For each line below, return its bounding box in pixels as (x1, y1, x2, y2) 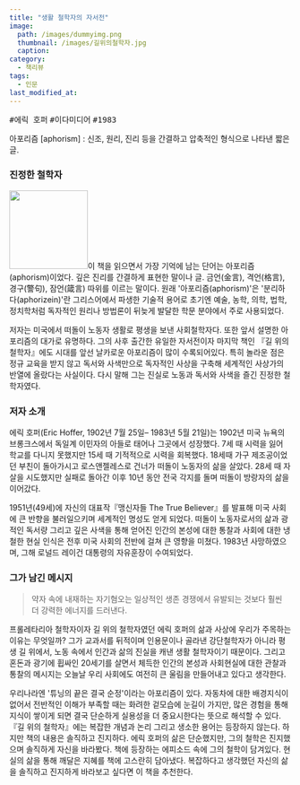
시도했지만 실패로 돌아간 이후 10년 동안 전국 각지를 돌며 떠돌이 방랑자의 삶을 (25, 472, 289, 483)
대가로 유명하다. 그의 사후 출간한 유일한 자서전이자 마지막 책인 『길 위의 (39, 336, 289, 346)
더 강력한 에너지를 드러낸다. (30, 605, 128, 615)
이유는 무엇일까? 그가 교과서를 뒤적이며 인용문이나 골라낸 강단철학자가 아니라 (9, 635, 277, 646)
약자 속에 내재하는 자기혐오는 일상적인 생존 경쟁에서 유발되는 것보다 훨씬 (30, 594, 283, 605)
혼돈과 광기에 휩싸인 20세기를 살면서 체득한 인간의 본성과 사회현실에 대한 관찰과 (9, 658, 287, 668)
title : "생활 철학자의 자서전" (9, 13, 109, 22)
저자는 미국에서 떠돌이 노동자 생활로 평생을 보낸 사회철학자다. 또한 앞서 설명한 (9, 324, 279, 335)
